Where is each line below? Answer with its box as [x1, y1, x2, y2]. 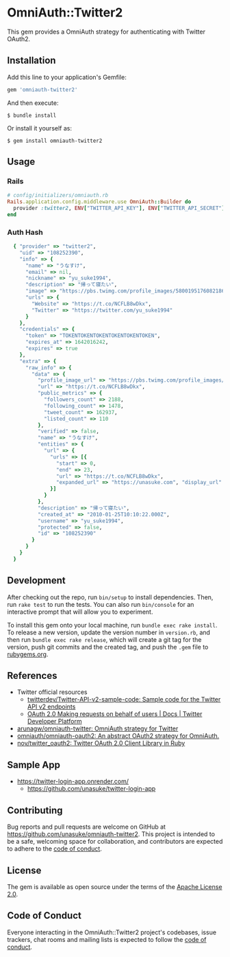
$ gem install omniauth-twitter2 [7, 137, 103, 144]
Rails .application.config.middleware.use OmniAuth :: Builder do [7, 198, 192, 205]
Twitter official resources [16, 688, 88, 696]
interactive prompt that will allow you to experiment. [7, 608, 153, 616]
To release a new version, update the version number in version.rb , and [7, 628, 211, 636]
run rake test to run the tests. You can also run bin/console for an [7, 600, 194, 608]
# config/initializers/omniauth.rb [7, 192, 109, 199]
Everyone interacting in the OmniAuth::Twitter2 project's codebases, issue [7, 928, 217, 936]
